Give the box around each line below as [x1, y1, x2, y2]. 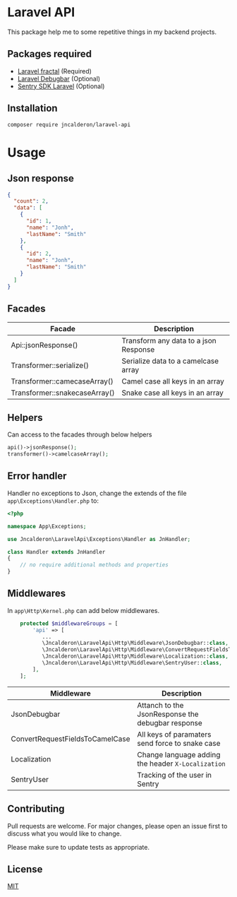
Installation [7, 102, 58, 114]
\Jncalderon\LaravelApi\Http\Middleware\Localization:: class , [42, 653, 229, 660]
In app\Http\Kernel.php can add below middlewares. [7, 606, 160, 614]
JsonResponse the [137, 709, 199, 719]
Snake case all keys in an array [121, 388, 224, 398]
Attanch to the [137, 700, 184, 710]
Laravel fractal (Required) [17, 66, 92, 75]
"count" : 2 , [13, 198, 49, 205]
